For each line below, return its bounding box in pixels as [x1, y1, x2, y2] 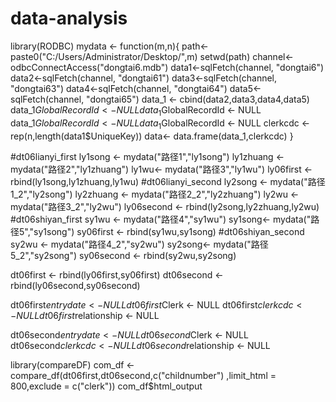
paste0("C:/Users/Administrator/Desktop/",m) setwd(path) [10, 50, 251, 62]
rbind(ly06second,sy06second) [10, 279, 141, 291]
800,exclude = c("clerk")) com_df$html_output [10, 380, 203, 392]
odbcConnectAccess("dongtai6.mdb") [10, 61, 169, 73]
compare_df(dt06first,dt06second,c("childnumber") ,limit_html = [10, 369, 277, 381]
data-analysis [10, 7, 128, 30]
